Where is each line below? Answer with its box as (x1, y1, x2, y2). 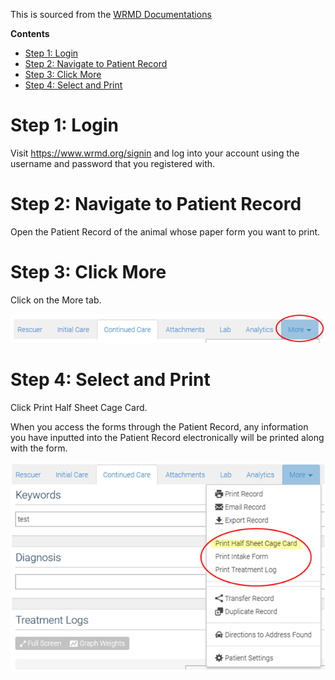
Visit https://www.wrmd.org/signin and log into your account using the (10, 147, 300, 159)
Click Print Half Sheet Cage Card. (10, 401, 148, 413)
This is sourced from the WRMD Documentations (10, 9, 212, 20)
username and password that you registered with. (10, 157, 216, 169)
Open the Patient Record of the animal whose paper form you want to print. (10, 225, 321, 238)
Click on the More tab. (10, 294, 102, 306)
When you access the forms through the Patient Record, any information (10, 420, 309, 433)
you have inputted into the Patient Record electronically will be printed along (10, 431, 325, 443)
